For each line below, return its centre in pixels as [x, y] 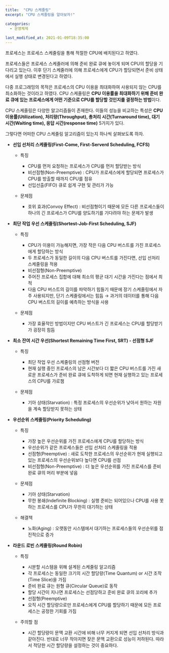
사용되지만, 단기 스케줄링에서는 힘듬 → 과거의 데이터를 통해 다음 [96, 296]
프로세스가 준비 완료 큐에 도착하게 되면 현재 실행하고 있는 [93, 375]
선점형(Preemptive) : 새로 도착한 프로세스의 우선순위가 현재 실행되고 [95, 454]
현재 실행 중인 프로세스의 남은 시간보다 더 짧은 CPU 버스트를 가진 [92, 368]
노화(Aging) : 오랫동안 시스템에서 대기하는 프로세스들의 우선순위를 [93, 528]
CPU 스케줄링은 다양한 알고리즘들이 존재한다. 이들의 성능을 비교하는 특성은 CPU [84, 110]
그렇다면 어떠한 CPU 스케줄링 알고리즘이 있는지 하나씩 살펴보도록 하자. [75, 134]
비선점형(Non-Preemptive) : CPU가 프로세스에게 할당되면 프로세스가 [96, 172]
